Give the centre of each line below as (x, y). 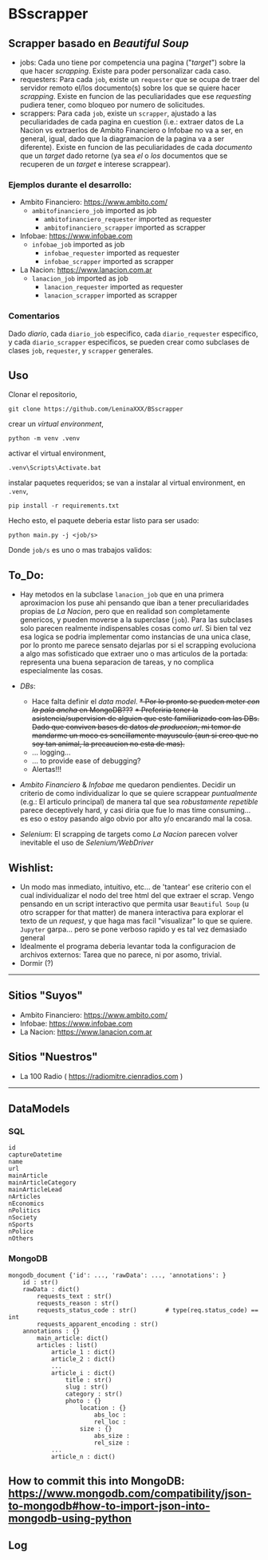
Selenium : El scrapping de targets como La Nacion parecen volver (129, 834)
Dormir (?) (37, 963)
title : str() (89, 1380)
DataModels (39, 1109)
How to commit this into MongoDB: (97, 1481)
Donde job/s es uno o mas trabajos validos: (80, 550)
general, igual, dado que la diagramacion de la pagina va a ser (122, 139)
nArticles (25, 1197)
